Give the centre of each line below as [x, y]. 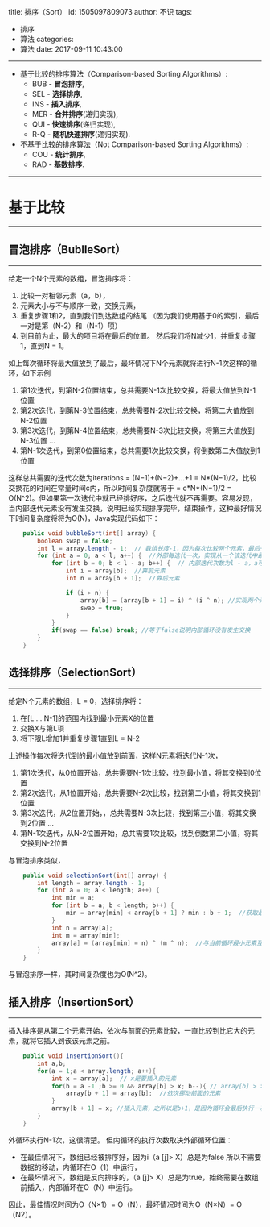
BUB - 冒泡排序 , [58, 84]
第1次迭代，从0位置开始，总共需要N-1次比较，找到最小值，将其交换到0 [137, 772]
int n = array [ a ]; [82, 928]
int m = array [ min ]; [86, 935]
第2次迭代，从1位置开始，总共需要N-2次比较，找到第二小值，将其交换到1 [140, 792]
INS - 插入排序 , [57, 104]
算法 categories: [47, 39]
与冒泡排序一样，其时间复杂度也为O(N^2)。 [80, 975]
